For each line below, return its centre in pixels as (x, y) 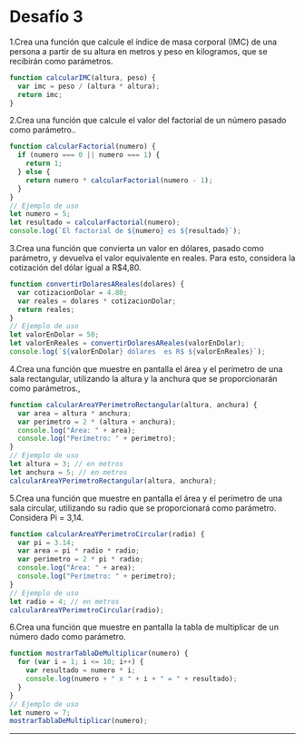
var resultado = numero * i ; (81, 670)
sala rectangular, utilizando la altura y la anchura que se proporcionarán (143, 378)
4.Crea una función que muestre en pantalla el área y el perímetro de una (146, 368)
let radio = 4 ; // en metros (64, 601)
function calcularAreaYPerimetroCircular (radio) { (107, 534)
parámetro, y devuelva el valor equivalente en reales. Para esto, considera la (152, 258)
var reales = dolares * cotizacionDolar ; (97, 301)
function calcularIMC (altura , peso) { (83, 78)
